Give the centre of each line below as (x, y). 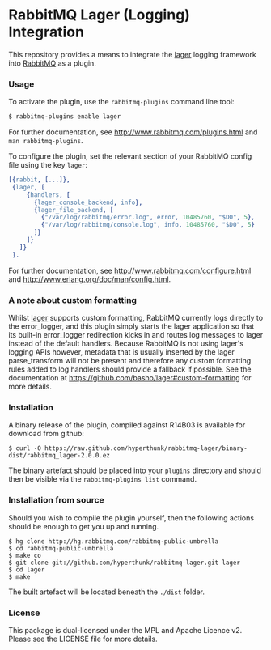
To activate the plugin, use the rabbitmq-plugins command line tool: (121, 102)
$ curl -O (25, 448)
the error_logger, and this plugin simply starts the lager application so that (131, 326)
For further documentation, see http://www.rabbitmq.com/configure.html (130, 270)
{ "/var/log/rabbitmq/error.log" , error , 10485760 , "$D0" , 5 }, (148, 217)
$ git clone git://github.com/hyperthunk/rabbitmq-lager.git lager (125, 563)
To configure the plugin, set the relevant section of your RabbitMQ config (130, 156)
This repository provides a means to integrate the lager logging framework (132, 54)
